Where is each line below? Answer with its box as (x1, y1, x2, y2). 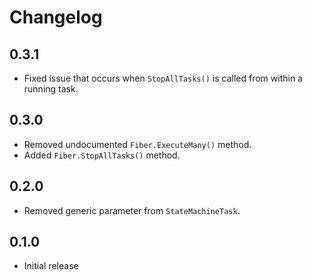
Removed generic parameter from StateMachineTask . (23, 204, 241, 216)
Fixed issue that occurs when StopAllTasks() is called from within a (23, 72, 303, 84)
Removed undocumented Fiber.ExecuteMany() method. (23, 138, 252, 150)
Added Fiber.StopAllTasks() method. (23, 149, 181, 161)
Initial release (23, 260, 79, 272)
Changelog (9, 6, 103, 29)
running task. (23, 83, 79, 95)
